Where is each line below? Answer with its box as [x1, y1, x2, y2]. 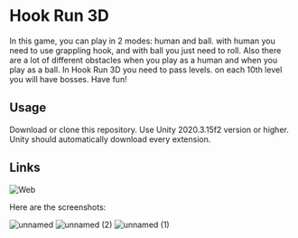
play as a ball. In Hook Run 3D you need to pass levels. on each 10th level [9, 64, 283, 75]
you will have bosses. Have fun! [9, 73, 128, 84]
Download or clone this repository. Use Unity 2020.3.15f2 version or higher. [9, 124, 289, 135]
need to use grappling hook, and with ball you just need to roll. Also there [9, 44, 282, 55]
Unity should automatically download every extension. [9, 133, 211, 145]
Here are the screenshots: [9, 201, 107, 213]
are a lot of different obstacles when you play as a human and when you [9, 54, 278, 65]
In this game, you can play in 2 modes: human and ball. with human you [9, 35, 275, 46]
